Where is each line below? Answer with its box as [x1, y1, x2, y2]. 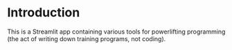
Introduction [7, 5, 80, 21]
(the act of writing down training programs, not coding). [7, 34, 166, 42]
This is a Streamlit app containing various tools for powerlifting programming [7, 27, 226, 36]
